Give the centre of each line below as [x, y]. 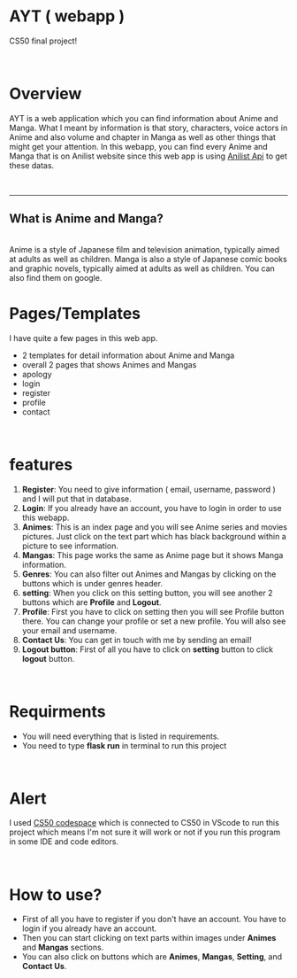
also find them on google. [56, 277]
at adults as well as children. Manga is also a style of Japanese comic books [148, 259]
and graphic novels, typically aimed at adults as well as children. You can [142, 268]
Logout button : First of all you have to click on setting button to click [148, 649]
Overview [46, 94]
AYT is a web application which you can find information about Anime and [144, 118]
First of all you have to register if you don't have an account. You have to [154, 920]
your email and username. [69, 630]
